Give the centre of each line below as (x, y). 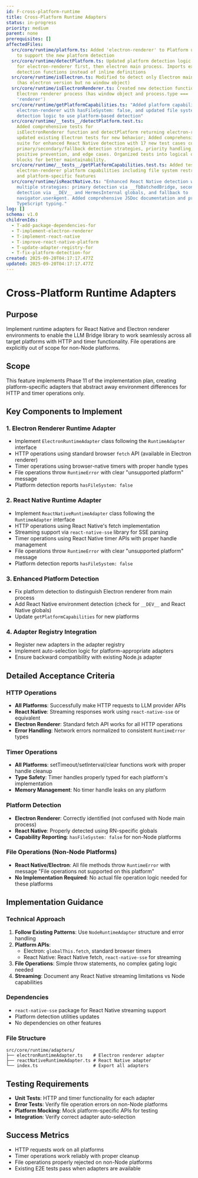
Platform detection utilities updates (57, 1016)
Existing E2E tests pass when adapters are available (78, 1168)
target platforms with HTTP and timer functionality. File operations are (91, 341)
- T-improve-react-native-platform (55, 242)
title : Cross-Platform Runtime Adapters (57, 17)
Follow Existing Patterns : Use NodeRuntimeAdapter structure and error (99, 932)
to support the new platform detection (66, 55)
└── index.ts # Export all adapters (77, 1066)
